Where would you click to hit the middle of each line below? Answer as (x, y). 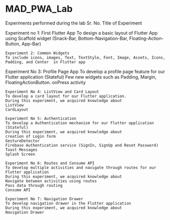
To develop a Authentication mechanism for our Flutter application (80, 123)
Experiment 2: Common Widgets (38, 53)
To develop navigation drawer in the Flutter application (68, 203)
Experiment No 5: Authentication (41, 118)
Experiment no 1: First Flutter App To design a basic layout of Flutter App (82, 33)
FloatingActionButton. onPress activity (45, 82)
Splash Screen (20, 154)
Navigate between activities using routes (51, 181)
